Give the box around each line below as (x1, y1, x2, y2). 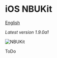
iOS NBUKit (5, 3, 53, 15)
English (5, 20, 20, 26)
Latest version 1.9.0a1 (5, 29, 49, 35)
